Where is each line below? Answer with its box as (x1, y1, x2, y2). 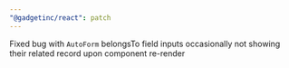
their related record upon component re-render (9, 47, 186, 59)
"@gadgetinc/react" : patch (9, 13, 111, 23)
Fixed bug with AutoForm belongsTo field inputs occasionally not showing (9, 38, 281, 49)
